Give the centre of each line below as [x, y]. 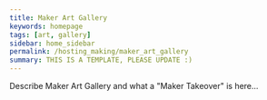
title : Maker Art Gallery [58, 18]
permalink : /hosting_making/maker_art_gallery [99, 52]
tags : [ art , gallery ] [50, 35]
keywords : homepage [46, 26]
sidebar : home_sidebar [52, 43]
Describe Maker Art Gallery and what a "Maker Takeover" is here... [134, 86]
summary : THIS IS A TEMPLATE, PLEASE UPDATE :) [101, 60]
